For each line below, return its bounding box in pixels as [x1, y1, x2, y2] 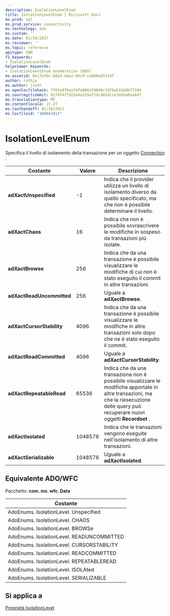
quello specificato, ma [104, 195, 157, 202]
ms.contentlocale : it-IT [5, 102, 58, 107]
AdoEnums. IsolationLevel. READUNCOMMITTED [8, 533, 124, 540]
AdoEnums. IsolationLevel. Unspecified [8, 508, 101, 515]
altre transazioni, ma [104, 390, 153, 397]
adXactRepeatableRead [8, 390, 66, 397]
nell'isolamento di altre [104, 436, 158, 443]
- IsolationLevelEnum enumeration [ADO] [5, 69, 92, 74]
